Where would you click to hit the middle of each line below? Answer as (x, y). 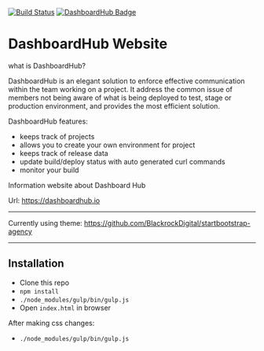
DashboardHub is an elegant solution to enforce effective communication (126, 81)
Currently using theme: (45, 223)
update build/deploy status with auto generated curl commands (122, 161)
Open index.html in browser (65, 308)
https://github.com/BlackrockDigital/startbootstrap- (167, 223)
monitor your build (49, 170)
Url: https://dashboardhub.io (54, 200)
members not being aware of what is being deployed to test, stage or (120, 98)
